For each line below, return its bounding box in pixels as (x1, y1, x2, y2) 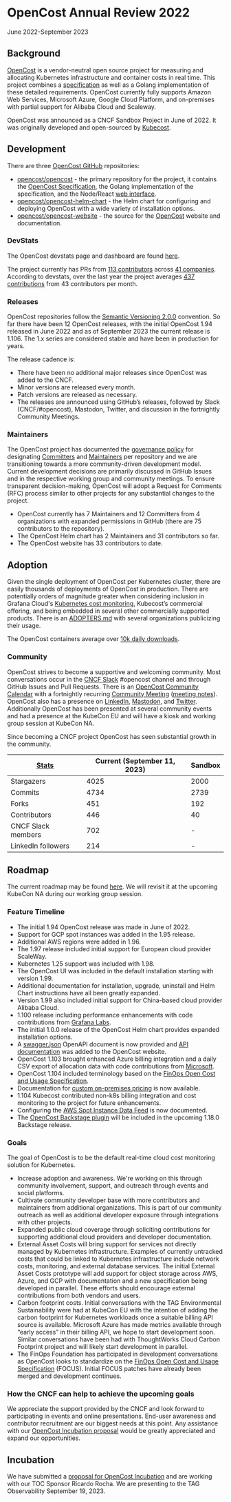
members (10, 829, 41, 839)
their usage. (7, 622, 41, 630)
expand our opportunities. (7, 1434, 81, 1442)
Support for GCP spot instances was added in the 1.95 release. (16, 930, 195, 938)
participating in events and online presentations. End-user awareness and (7, 1412, 217, 1421)
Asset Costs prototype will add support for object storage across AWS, (16, 1269, 218, 1277)
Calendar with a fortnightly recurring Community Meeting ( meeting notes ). (7, 689, 218, 698)
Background (7, 48, 60, 59)
